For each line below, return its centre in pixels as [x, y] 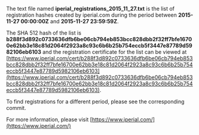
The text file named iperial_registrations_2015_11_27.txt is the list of [91, 9]
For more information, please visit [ [49, 119]
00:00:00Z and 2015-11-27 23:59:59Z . [70, 21]
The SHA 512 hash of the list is [44, 33]
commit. [16, 108]
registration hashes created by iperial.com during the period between [92, 15]
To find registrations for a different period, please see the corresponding [95, 102]
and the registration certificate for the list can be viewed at [115, 52]
